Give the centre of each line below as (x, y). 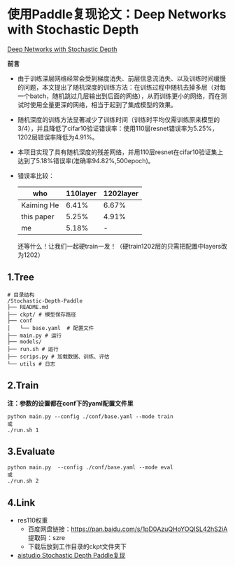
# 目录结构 (21, 295)
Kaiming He (40, 205)
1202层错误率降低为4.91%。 (58, 137)
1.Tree (21, 277)
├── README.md (28, 307)
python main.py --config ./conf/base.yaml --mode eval (90, 468)
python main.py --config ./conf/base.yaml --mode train (90, 416)
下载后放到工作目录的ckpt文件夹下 (77, 546)
